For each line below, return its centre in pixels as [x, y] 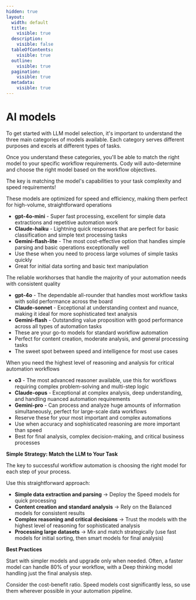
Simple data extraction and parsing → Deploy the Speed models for [97, 494]
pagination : [26, 72]
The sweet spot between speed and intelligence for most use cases [96, 351]
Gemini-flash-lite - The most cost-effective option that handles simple [100, 241]
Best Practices [24, 549]
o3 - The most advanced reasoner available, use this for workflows [95, 380]
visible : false [35, 45]
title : [19, 28]
